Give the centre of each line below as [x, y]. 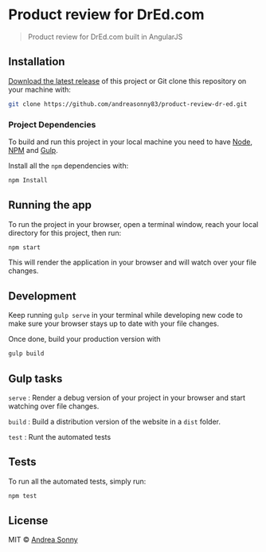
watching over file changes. [54, 406]
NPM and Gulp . [33, 150]
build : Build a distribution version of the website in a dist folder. [115, 421]
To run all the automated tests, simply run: [77, 481]
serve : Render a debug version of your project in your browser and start [127, 397]
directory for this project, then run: [65, 233]
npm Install [28, 180]
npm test [23, 495]
